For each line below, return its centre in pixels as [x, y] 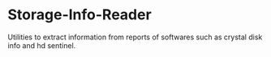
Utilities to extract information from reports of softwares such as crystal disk [135, 37]
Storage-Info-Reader [80, 15]
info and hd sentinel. [42, 45]
